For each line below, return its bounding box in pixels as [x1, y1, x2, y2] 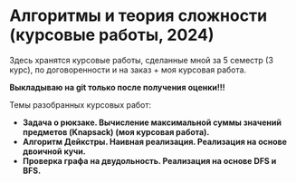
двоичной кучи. [22, 146, 86, 157]
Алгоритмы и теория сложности [9, 5, 268, 26]
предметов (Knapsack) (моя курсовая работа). [22, 126, 210, 137]
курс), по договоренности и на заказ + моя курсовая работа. [9, 64, 247, 75]
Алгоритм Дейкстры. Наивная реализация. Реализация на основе [22, 136, 288, 147]
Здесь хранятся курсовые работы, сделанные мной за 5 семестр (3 [9, 54, 274, 65]
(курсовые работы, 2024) [9, 24, 215, 45]
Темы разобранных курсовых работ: [9, 99, 152, 110]
